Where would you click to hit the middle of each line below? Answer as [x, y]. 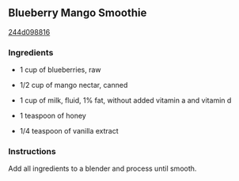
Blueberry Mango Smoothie [78, 13]
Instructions [32, 152]
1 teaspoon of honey [53, 116]
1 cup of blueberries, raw [60, 70]
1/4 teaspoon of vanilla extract [69, 131]
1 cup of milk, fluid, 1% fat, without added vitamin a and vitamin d [125, 100]
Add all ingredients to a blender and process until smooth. [102, 168]
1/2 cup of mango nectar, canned [74, 85]
